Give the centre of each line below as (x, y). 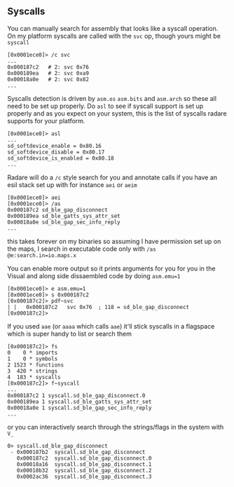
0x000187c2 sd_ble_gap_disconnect (58, 210)
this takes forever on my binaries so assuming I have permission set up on (114, 241)
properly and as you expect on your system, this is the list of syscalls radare (117, 113)
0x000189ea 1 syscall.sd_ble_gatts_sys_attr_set (80, 402)
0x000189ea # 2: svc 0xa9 (48, 73)
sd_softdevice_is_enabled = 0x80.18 (61, 158)
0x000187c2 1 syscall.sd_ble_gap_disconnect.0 (76, 395)
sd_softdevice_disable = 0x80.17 (56, 152)
